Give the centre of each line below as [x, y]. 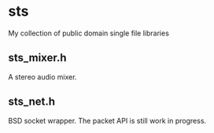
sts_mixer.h [37, 58]
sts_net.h [32, 102]
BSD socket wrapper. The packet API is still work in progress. [107, 120]
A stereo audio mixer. [42, 76]
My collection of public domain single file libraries [89, 33]
